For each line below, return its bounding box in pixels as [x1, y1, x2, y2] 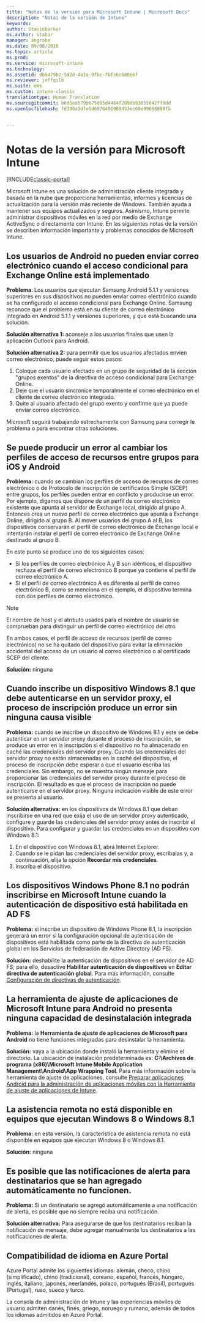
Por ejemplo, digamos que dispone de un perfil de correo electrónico [6, 497, 181, 505]
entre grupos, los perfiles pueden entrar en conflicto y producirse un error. [6, 491, 195, 498]
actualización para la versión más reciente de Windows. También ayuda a [6, 201, 192, 208]
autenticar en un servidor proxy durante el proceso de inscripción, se [6, 735, 181, 742]
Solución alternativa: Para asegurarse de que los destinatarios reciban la [6, 1220, 192, 1227]
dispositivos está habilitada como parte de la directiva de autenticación [6, 938, 186, 946]
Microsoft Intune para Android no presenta [6, 1004, 173, 1014]
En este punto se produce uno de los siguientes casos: [6, 548, 145, 555]
